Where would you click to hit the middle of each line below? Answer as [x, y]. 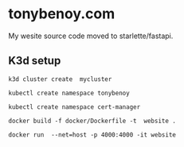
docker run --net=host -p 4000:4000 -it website [92, 135]
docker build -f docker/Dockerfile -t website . [92, 121]
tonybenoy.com [62, 14]
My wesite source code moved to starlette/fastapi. [91, 36]
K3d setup [35, 61]
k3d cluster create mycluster [60, 79]
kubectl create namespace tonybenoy [69, 93]
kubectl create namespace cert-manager [74, 107]
